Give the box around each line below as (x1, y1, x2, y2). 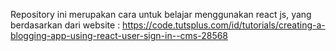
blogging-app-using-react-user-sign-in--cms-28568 (10, 30, 229, 41)
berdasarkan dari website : (10, 19, 121, 31)
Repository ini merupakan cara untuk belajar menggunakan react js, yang (10, 9, 312, 20)
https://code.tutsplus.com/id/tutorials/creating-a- (122, 19, 326, 31)
